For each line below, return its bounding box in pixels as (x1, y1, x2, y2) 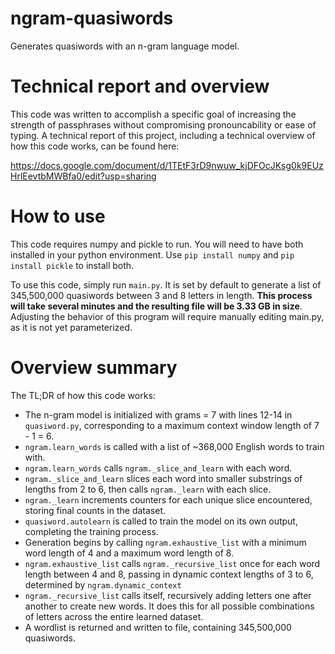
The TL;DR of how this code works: (10, 389, 156, 401)
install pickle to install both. (10, 259, 135, 271)
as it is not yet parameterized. (10, 321, 133, 333)
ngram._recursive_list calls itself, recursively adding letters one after (24, 589, 312, 601)
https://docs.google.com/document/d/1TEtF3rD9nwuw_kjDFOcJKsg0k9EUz (10, 159, 324, 171)
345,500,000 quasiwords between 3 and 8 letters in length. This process (10, 289, 313, 301)
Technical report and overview (10, 75, 270, 98)
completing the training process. (24, 525, 159, 537)
